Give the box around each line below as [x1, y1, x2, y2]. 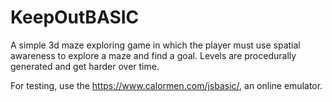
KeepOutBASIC [10, 6, 140, 29]
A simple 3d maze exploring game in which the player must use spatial [10, 39, 301, 51]
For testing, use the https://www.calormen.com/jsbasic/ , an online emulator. [10, 79, 323, 91]
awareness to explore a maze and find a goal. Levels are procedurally [10, 49, 297, 61]
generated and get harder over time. [10, 60, 160, 72]
